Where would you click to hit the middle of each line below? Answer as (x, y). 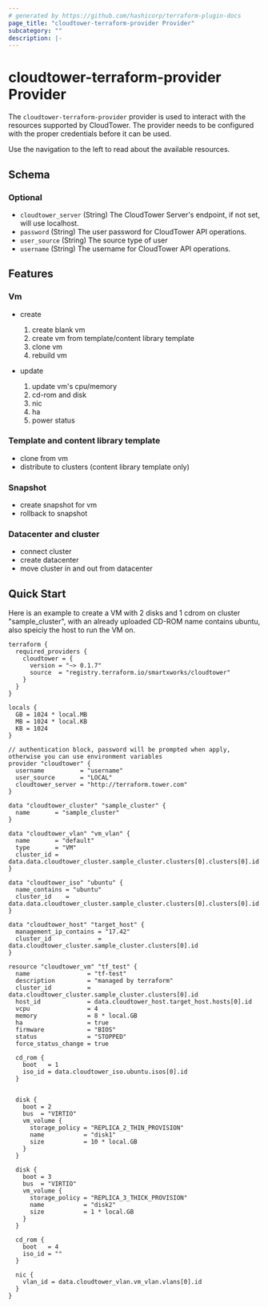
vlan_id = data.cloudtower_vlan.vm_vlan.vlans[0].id (112, 1282)
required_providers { (52, 652)
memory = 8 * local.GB (76, 1016)
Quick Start (37, 593)
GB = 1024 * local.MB (52, 715)
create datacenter (49, 560)
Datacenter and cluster (54, 535)
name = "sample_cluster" (68, 813)
